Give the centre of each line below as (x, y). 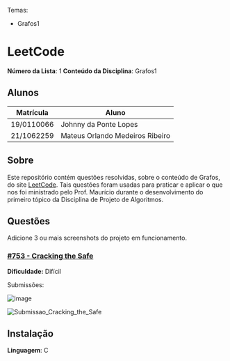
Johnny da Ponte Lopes (99, 124)
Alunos (23, 93)
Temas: (18, 10)
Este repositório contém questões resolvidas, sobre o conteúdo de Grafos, (114, 177)
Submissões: (26, 284)
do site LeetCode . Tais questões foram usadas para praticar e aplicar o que (115, 185)
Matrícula (32, 112)
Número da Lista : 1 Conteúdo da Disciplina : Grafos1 (82, 71)
